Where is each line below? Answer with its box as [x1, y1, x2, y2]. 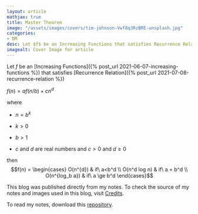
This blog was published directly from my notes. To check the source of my [6, 184, 190, 191]
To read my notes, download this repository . [6, 201, 113, 208]
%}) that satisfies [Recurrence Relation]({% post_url [31, 69, 156, 76]
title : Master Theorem [6, 19, 62, 25]
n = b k [15, 110, 31, 118]
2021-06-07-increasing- [119, 63, 179, 70]
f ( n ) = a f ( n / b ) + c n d [6, 86, 55, 94]
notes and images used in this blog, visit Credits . [6, 190, 125, 197]
